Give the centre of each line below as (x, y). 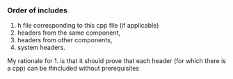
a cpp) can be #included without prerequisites (73, 69)
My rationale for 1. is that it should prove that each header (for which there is (116, 61)
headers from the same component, (69, 33)
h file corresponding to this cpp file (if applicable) (88, 26)
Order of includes (37, 10)
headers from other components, (65, 40)
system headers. (41, 48)
